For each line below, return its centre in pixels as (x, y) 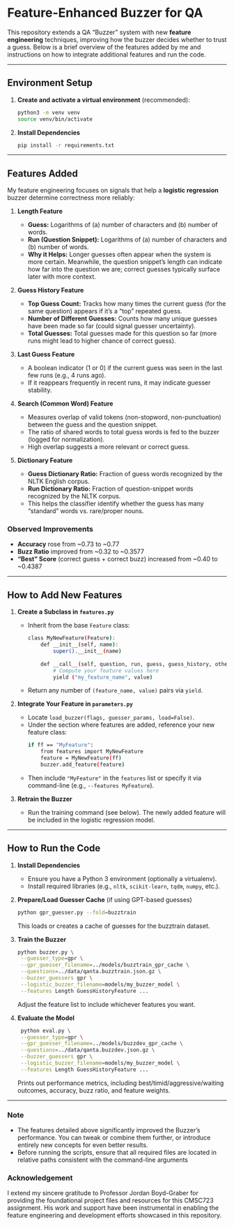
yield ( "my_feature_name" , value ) (103, 677)
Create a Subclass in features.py (65, 612)
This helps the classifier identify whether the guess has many (116, 503)
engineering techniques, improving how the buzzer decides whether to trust (117, 39)
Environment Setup (50, 83)
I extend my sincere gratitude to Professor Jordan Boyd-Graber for (103, 1193)
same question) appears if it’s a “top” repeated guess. (105, 311)
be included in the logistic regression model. (91, 820)
